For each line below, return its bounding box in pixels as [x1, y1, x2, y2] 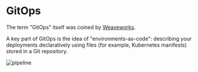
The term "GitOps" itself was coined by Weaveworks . [6, 24, 136, 31]
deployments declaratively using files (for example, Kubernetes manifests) [6, 41, 187, 48]
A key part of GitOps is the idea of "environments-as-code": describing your [6, 35, 192, 42]
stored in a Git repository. [6, 47, 68, 54]
